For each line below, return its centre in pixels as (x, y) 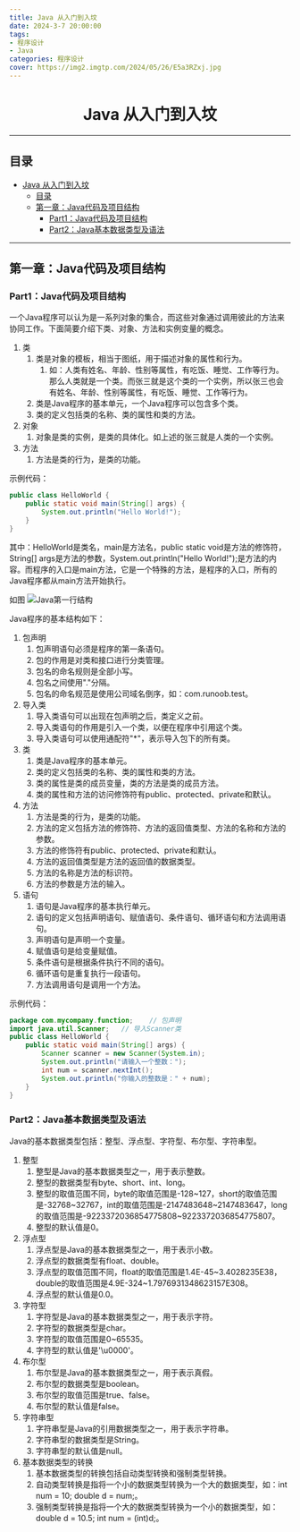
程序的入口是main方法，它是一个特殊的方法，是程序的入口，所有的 (155, 569)
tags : (19, 34)
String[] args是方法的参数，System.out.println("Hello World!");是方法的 (139, 558)
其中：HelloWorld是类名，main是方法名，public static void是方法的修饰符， (148, 547)
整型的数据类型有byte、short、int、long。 (112, 1182)
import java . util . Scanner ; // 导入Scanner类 (95, 1029)
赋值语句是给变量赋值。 (79, 950)
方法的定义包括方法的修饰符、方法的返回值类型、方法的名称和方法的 (161, 828)
